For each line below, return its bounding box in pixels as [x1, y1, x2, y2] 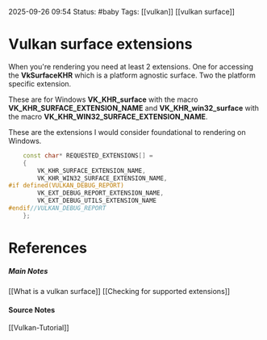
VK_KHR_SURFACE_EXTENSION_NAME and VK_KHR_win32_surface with [8, 103, 260, 112]
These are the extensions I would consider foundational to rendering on [8, 127, 246, 136]
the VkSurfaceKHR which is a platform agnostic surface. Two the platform [8, 70, 256, 80]
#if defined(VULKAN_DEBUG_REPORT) [8, 182, 125, 190]
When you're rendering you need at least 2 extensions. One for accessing [8, 61, 254, 71]
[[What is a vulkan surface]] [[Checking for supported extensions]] [8, 286, 231, 296]
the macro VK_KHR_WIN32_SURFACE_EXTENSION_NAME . [8, 111, 208, 121]
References [8, 239, 87, 257]
